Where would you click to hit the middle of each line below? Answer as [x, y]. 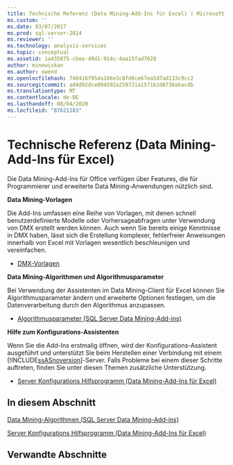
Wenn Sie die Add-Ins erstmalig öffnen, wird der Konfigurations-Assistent [112, 345]
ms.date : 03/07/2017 [37, 26]
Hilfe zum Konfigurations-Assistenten [63, 332]
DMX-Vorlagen [38, 263]
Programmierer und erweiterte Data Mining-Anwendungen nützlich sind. [110, 186]
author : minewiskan [35, 65]
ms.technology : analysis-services [57, 46]
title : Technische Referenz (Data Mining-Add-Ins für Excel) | [101, 14]
